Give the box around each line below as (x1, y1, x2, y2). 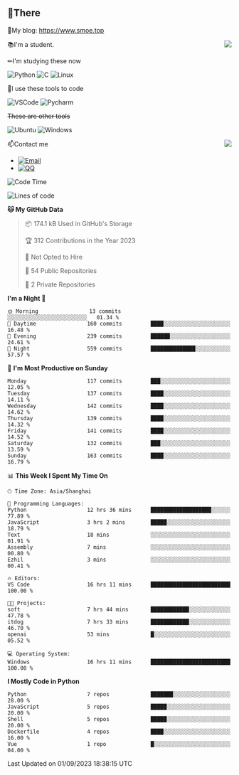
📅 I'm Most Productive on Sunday (7, 363, 108, 372)
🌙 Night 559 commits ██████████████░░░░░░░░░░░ (7, 345, 231, 352)
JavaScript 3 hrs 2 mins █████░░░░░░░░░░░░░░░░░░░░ (7, 518, 231, 526)
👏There (7, 7, 41, 19)
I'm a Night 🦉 (7, 294, 46, 302)
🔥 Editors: (7, 574, 41, 582)
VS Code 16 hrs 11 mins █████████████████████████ (7, 581, 231, 588)
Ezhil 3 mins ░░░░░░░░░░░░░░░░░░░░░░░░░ (7, 556, 231, 563)
